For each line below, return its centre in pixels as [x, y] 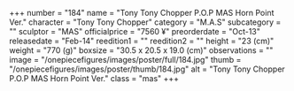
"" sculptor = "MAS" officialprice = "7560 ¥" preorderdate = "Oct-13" [135, 31]
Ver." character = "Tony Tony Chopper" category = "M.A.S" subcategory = [145, 22]
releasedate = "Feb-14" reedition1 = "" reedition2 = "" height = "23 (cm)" [142, 41]
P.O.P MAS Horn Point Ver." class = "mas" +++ [94, 78]
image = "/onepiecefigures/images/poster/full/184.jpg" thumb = [125, 60]
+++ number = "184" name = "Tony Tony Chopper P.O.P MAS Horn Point [142, 13]
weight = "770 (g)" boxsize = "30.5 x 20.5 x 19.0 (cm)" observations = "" [141, 50]
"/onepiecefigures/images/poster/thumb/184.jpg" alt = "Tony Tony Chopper [147, 69]
